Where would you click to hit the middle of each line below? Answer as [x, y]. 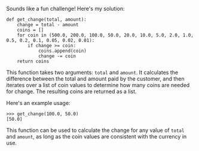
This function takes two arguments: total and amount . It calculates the [92, 72]
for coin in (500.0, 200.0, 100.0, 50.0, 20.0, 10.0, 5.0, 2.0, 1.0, [105, 35]
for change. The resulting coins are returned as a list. [71, 91]
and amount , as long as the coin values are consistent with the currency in [97, 136]
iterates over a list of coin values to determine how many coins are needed [98, 85]
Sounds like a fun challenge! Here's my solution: [65, 9]
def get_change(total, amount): [46, 20]
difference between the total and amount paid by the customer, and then [95, 79]
